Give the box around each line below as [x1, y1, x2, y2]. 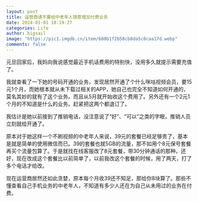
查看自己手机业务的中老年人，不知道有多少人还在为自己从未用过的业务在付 [11, 182, 192, 189]
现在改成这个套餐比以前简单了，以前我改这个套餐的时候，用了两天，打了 [16, 154, 192, 162]
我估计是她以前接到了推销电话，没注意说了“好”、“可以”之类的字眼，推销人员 [6, 112, 191, 120]
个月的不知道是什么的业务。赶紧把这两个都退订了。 [6, 100, 130, 107]
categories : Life [6, 25, 49, 31]
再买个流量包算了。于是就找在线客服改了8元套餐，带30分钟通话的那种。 [6, 147, 181, 154]
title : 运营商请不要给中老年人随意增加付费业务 [6, 14, 108, 20]
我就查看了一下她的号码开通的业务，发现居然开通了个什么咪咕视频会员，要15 [6, 78, 192, 85]
